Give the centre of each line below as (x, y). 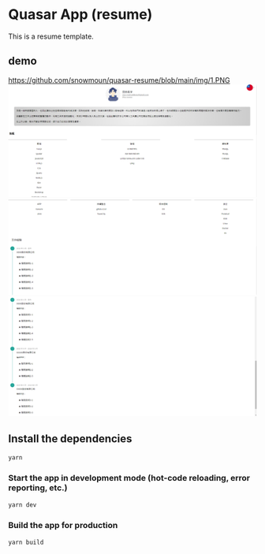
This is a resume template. (51, 36)
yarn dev (22, 505)
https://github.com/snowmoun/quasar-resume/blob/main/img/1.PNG (119, 80)
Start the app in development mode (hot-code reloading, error (129, 478)
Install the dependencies (70, 439)
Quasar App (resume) (80, 15)
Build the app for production (63, 525)
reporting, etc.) (38, 488)
